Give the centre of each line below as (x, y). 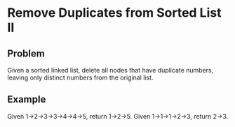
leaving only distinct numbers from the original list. (80, 77)
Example (27, 99)
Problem (26, 53)
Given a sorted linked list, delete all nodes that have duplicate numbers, (110, 70)
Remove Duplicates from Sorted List (114, 13)
